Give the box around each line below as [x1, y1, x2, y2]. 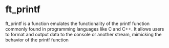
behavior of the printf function [5, 37, 69, 43]
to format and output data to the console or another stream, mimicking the [5, 31, 162, 37]
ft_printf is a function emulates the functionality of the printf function [5, 20, 150, 27]
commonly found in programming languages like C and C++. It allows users [5, 26, 164, 32]
